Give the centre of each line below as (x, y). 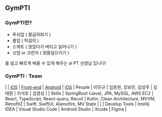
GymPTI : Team (24, 76)
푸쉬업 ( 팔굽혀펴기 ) (31, 34)
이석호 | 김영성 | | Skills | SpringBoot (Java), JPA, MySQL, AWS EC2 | (85, 93)
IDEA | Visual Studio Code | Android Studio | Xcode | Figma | (66, 109)
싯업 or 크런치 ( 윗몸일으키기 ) (41, 53)
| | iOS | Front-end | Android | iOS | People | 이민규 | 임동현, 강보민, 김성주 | (79, 87)
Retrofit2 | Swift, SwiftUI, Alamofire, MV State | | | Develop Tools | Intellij (77, 104)
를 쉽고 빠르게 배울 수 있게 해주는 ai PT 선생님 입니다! (56, 63)
